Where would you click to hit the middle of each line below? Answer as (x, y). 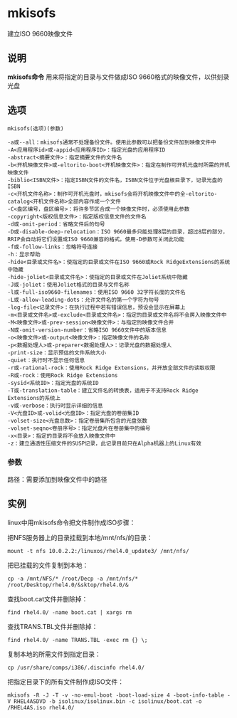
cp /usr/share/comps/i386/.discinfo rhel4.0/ (76, 667)
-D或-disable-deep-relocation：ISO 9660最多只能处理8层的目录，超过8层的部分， (118, 232)
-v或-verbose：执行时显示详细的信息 (55, 406)
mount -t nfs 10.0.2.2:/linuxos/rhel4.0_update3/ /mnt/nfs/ (99, 551)
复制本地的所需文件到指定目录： (54, 654)
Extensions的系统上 (34, 398)
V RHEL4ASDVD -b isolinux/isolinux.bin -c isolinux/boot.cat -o (105, 701)
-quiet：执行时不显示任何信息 (46, 360)
